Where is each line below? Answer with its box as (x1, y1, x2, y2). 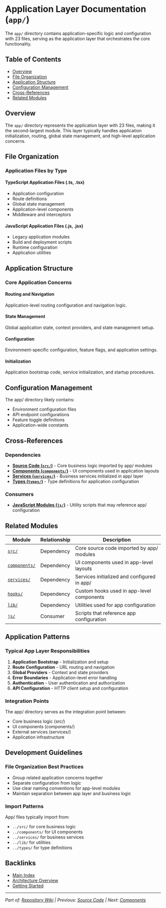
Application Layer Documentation (5, 3, 147, 15)
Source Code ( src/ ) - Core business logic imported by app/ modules (12, 462, 153, 469)
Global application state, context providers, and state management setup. (5, 324, 155, 330)
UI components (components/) (12, 724, 75, 729)
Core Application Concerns (5, 279, 72, 286)
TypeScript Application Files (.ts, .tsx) (5, 179, 85, 185)
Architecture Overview (12, 877, 58, 883)
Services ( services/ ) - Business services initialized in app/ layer (12, 473, 144, 479)
